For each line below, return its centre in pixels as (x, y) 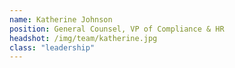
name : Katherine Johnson (61, 19)
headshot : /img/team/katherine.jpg (83, 38)
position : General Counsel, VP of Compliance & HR (117, 29)
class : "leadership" (52, 47)
